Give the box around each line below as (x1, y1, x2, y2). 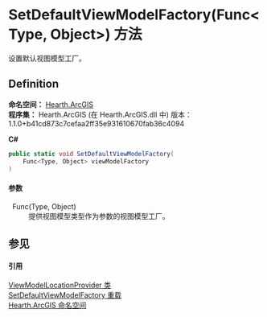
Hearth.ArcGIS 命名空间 (8, 300, 87, 311)
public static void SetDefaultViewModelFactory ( (8, 150, 175, 158)
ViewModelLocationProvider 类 (8, 280, 111, 290)
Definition (8, 77, 59, 91)
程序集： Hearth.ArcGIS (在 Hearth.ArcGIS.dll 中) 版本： (8, 109, 192, 119)
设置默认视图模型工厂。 (8, 53, 86, 63)
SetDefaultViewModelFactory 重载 (8, 290, 122, 300)
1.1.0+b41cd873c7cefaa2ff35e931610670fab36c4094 (8, 118, 185, 128)
